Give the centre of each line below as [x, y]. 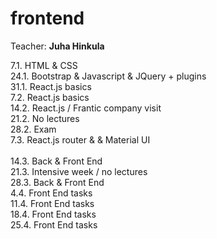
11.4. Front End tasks [52, 203]
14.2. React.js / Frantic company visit [86, 108]
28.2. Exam [33, 129]
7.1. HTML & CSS [44, 65]
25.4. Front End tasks [54, 224]
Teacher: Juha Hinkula [57, 46]
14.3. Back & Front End [56, 161]
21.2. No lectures [45, 118]
